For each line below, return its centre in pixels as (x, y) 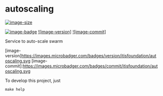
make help (15, 89)
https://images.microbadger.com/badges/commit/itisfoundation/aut (90, 66)
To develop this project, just (33, 80)
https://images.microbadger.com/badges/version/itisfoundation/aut (89, 56)
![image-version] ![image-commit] (72, 32)
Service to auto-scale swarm (34, 41)
